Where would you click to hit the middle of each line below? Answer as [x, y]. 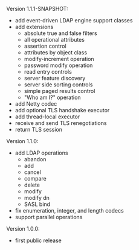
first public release [38, 240]
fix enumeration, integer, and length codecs [69, 210]
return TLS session [38, 130]
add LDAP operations [41, 153]
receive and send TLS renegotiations [61, 123]
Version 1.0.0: [23, 229]
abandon [35, 159]
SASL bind [37, 204]
